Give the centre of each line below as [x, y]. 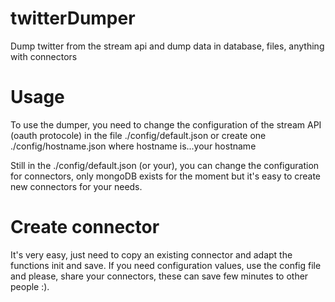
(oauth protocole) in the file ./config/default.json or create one [138, 135]
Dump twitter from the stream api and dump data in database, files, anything [167, 46]
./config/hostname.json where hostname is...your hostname [133, 146]
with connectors [44, 56]
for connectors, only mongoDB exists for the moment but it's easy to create [166, 176]
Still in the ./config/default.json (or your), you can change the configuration [165, 165]
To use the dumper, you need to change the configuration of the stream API [166, 124]
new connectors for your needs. [76, 186]
